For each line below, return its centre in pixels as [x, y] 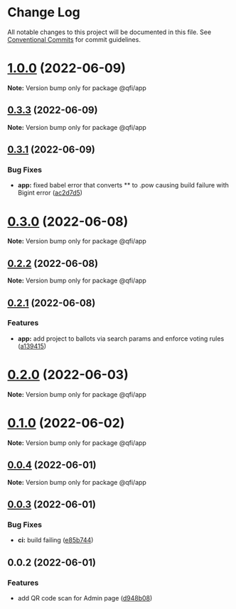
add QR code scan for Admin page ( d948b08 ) [85, 598]
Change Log [44, 12]
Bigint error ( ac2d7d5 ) [50, 193]
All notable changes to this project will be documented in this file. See [109, 32]
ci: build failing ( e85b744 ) [55, 540]
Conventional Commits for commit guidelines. [74, 39]
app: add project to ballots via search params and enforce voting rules [121, 339]
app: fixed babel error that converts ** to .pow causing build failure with [123, 185]
